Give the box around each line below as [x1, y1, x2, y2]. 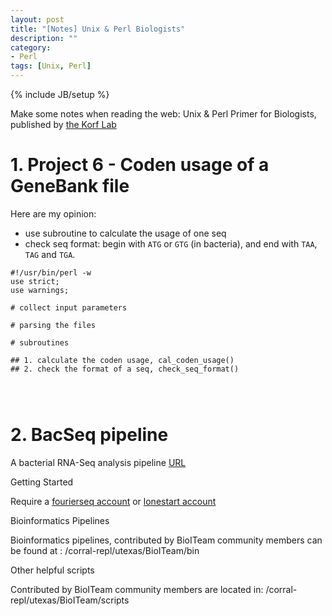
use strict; [10, 276, 60, 286]
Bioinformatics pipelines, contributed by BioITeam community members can [10, 534, 323, 546]
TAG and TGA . [24, 248, 76, 260]
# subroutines [10, 337, 70, 348]
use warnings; [10, 285, 70, 295]
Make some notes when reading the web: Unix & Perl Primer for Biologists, [10, 108, 317, 120]
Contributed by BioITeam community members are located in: [10, 583, 264, 595]
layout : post [10, 14, 65, 25]
